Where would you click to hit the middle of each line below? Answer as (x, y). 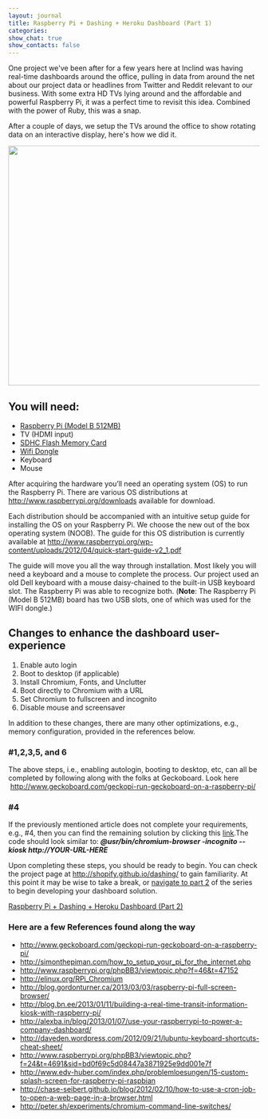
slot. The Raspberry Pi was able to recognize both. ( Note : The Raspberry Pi (132, 591)
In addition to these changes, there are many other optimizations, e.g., (124, 723)
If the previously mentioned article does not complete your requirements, (128, 825)
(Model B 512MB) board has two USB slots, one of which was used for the (130, 599)
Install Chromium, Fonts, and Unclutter (83, 682)
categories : (28, 30)
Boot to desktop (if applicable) (69, 673)
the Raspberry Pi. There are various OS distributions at (98, 492)
